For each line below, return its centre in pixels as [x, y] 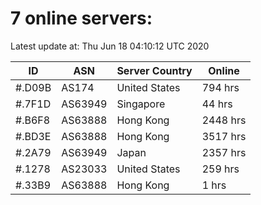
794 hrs [220, 87]
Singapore [141, 104]
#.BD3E [33, 136]
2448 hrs [224, 120]
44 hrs [217, 104]
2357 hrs [224, 152]
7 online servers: [81, 18]
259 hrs [220, 169]
